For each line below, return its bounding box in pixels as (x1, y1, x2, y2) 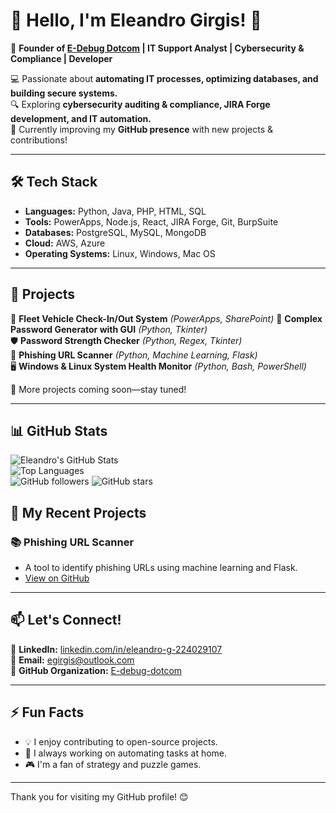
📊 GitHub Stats (10, 422, 108, 439)
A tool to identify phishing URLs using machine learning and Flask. (24, 562, 298, 574)
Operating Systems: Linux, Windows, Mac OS (24, 247, 216, 259)
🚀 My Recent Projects (10, 504, 147, 521)
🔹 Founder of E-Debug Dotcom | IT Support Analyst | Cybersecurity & (10, 42, 305, 54)
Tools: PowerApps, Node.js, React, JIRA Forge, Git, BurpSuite (24, 215, 279, 228)
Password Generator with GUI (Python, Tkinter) (10, 323, 208, 335)
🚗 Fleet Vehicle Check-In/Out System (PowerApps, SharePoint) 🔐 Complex (10, 312, 323, 324)
